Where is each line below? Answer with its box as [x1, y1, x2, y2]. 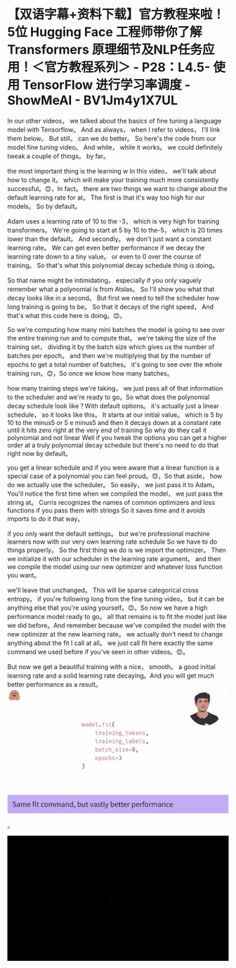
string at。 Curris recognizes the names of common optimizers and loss [7, 498, 216, 506]
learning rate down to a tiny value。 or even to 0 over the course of [7, 252, 202, 261]
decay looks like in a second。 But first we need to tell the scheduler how [7, 293, 220, 302]
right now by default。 [7, 449, 72, 458]
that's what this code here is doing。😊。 [7, 311, 126, 319]
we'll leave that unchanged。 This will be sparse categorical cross [7, 586, 199, 594]
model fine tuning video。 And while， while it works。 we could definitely [7, 142, 223, 152]
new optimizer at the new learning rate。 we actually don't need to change [7, 630, 223, 638]
